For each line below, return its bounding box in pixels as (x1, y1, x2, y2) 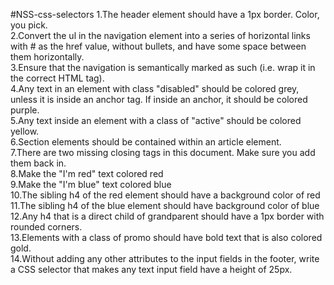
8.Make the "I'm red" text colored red (10, 168, 164, 179)
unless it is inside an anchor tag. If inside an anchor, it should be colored (10, 94, 308, 105)
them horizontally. (10, 51, 85, 63)
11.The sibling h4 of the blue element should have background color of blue (10, 200, 320, 211)
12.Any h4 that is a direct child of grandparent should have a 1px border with (10, 210, 325, 222)
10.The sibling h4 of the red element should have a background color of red (10, 189, 321, 201)
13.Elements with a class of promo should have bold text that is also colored (10, 232, 323, 243)
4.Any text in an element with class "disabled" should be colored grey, (10, 83, 300, 94)
